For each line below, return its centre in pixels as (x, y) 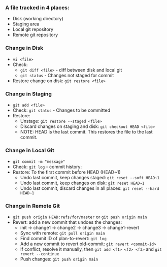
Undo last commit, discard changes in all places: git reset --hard (90, 188)
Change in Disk (24, 48)
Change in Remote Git (32, 206)
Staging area (26, 24)
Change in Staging (28, 94)
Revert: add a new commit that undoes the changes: (67, 222)
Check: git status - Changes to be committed (61, 110)
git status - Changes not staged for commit (67, 75)
